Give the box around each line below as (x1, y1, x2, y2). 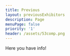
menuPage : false (5, 21, 40, 27)
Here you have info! (5, 45, 47, 51)
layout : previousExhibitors (5, 12, 65, 17)
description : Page (5, 17, 44, 22)
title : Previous (5, 7, 40, 13)
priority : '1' (5, 26, 36, 32)
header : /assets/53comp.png (5, 31, 65, 36)
